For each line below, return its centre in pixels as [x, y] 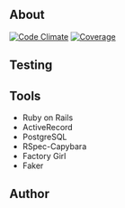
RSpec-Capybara [54, 147]
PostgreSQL [45, 137]
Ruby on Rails [48, 118]
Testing [31, 66]
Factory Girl [44, 156]
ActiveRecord [48, 128]
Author [29, 194]
